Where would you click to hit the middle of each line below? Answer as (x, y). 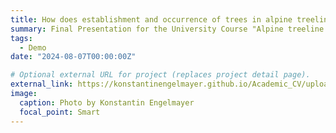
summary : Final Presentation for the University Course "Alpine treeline (167, 29)
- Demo (33, 47)
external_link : (42, 84)
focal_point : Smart (60, 112)
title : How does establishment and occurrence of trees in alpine (151, 19)
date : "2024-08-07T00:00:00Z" (73, 57)
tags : (21, 38)
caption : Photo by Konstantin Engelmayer (107, 102)
